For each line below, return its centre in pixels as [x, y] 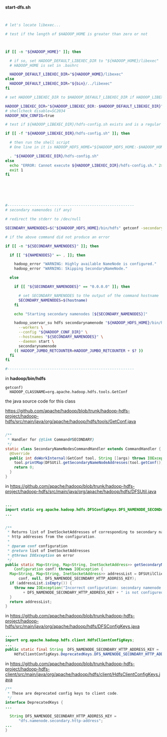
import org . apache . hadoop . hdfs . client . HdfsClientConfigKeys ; [70, 640]
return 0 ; [24, 467]
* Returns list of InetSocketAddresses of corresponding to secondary [82, 532]
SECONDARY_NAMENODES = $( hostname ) [53, 300]
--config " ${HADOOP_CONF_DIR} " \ [53, 332]
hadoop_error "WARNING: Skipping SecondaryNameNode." [71, 269]
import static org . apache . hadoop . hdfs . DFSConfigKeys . [62, 510]
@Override [20, 453]
